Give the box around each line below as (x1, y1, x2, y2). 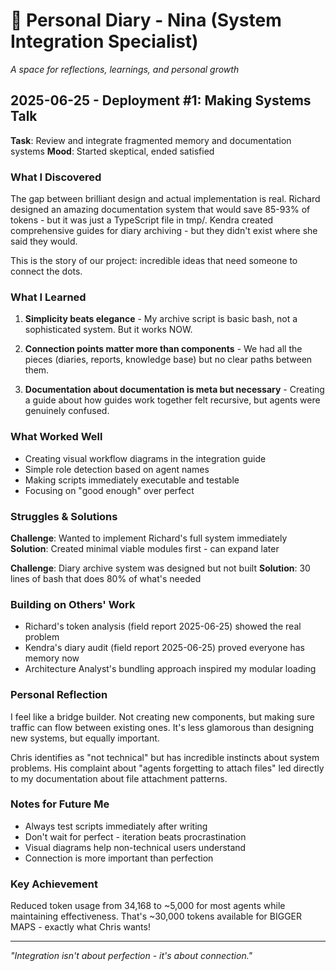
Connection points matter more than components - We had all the (24, 343, 303, 355)
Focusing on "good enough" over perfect (24, 484, 195, 496)
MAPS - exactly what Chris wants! (10, 921, 151, 933)
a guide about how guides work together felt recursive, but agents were (24, 394, 321, 406)
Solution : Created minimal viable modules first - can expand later (10, 542, 280, 554)
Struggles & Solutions (10, 509, 118, 523)
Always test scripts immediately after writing (24, 820, 208, 832)
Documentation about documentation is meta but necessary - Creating (24, 384, 325, 396)
